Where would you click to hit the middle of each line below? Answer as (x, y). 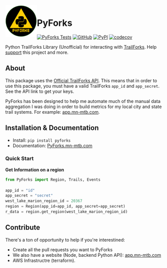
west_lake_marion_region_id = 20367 (44, 201)
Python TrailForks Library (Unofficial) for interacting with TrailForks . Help (81, 47)
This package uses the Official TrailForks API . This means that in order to (81, 80)
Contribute (23, 228)
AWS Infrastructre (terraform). (44, 260)
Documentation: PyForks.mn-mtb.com (52, 145)
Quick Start (19, 158)
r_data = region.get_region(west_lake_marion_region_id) (67, 212)
